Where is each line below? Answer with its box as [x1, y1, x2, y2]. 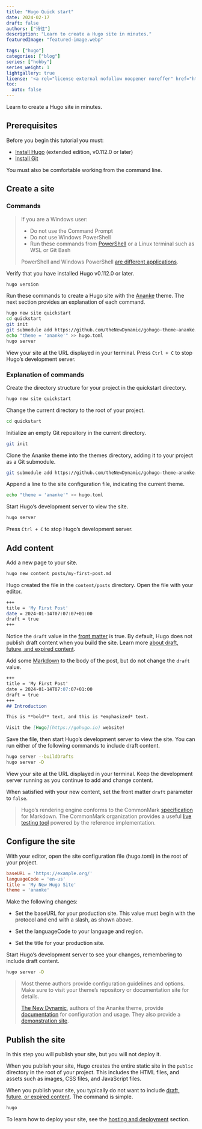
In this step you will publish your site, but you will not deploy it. [6, 1050, 161, 1057]
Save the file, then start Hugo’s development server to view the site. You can [6, 736, 195, 743]
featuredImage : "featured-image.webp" [6, 37, 103, 43]
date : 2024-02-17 [6, 14, 50, 20]
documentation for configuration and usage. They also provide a [20, 1011, 181, 1018]
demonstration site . [20, 1017, 69, 1024]
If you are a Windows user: [20, 215, 88, 223]
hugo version [6, 281, 39, 288]
